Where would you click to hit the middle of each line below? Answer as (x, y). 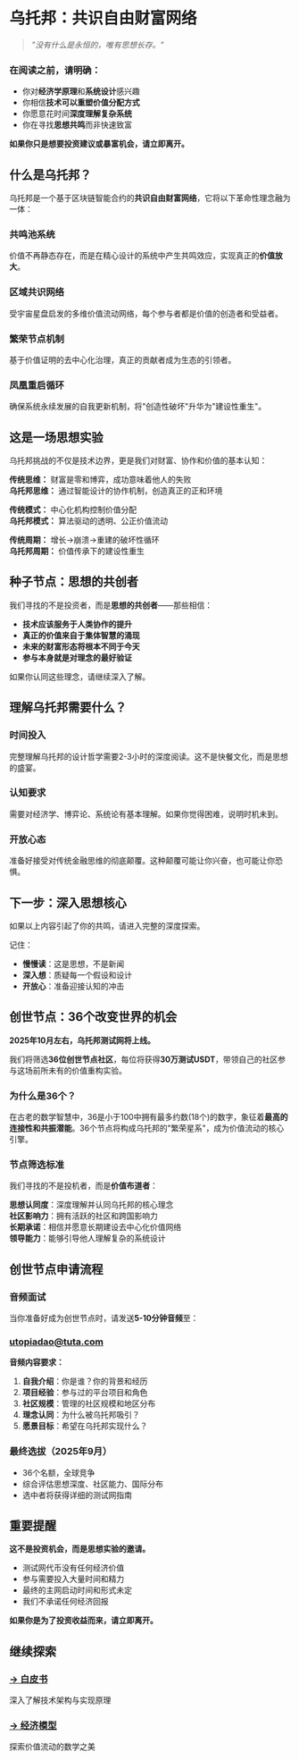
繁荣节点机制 (37, 339)
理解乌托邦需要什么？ (68, 707)
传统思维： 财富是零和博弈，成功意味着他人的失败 (100, 480)
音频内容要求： (37, 1362)
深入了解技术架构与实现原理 (60, 1700)
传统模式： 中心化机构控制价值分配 (73, 509)
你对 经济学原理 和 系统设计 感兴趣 (81, 91)
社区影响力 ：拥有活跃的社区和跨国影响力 (83, 1216)
